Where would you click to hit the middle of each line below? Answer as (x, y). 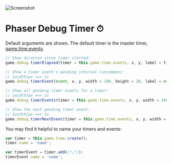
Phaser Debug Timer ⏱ (55, 29)
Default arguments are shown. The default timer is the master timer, (77, 43)
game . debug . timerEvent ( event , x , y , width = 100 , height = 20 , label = (83, 81)
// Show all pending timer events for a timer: (57, 91)
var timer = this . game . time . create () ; (47, 138)
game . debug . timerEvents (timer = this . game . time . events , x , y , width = (82, 100)
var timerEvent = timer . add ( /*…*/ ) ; (44, 152)
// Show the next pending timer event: (48, 109)
